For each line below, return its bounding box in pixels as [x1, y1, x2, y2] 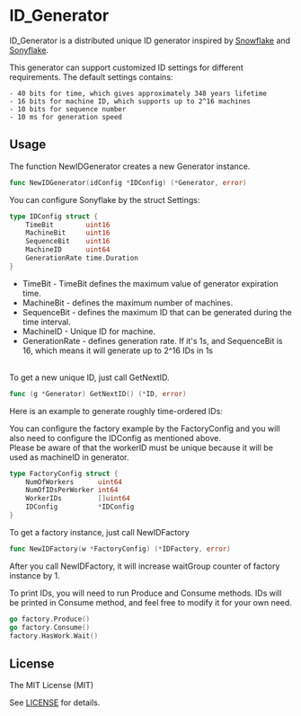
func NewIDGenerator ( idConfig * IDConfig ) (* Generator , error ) [9, 178, 247, 187]
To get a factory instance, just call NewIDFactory [9, 526, 190, 537]
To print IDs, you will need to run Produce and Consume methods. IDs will [9, 588, 282, 598]
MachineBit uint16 [25, 228, 111, 238]
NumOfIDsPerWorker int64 [25, 486, 119, 495]
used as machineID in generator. [9, 451, 129, 463]
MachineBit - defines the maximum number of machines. [22, 297, 234, 308]
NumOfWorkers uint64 [25, 477, 123, 486]
